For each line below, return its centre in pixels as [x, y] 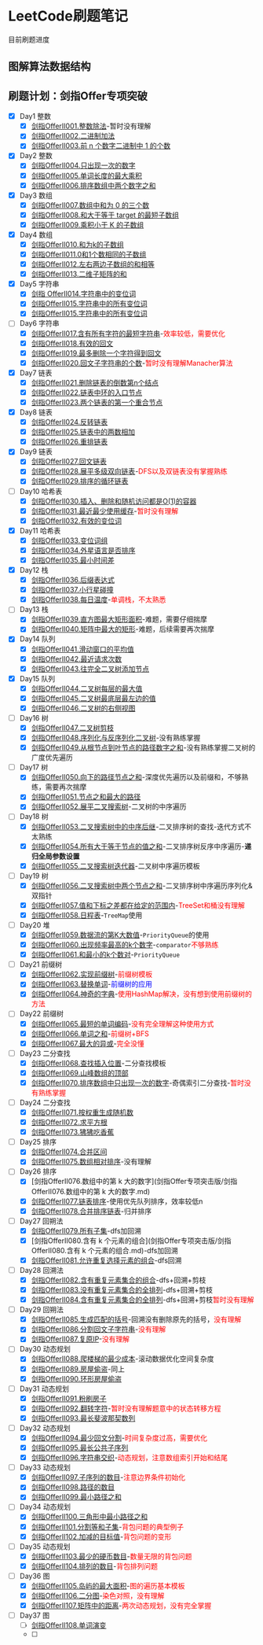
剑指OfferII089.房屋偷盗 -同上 [78, 1369]
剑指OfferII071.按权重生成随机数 [82, 1112]
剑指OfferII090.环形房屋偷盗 [76, 1378]
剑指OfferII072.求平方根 [69, 1123]
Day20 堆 [35, 924]
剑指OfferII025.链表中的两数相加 [83, 432]
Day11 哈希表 [40, 530]
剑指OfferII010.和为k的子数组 [77, 244]
